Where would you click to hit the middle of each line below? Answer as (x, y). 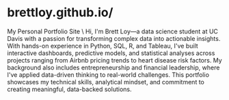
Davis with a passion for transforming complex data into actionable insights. (114, 38)
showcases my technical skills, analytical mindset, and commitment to (106, 82)
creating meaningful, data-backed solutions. (69, 89)
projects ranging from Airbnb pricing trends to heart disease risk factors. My (114, 60)
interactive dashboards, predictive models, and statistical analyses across (111, 53)
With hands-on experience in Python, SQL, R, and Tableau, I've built (103, 46)
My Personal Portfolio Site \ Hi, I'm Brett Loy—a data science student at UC (113, 31)
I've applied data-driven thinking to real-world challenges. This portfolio (108, 74)
